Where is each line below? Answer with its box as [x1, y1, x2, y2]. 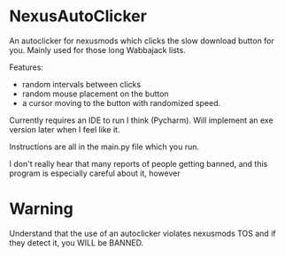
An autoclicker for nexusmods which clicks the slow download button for [9, 35, 274, 46]
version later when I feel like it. [9, 124, 120, 134]
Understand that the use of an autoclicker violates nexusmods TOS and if [9, 228, 276, 238]
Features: [9, 62, 44, 72]
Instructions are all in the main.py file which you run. [9, 141, 200, 152]
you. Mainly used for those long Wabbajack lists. [9, 44, 186, 55]
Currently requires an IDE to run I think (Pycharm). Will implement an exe [9, 115, 273, 125]
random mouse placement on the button [21, 88, 170, 99]
